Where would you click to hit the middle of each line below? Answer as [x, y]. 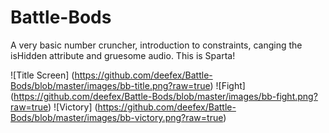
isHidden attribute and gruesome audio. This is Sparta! [123, 55]
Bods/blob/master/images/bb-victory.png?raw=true [117, 117]
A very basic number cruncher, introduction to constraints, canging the [156, 45]
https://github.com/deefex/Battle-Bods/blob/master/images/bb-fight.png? [165, 96]
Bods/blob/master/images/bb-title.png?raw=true [110, 85]
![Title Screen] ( [42, 75]
